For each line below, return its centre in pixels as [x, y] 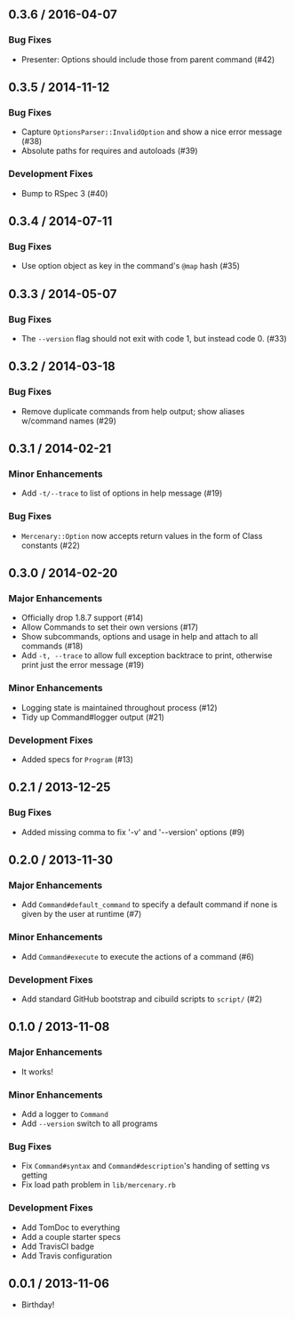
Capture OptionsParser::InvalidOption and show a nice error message [151, 132]
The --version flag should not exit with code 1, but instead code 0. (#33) [154, 339]
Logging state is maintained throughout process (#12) [120, 707]
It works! [37, 1072]
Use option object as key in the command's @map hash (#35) [131, 266]
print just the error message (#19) [82, 665]
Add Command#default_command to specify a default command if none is [149, 905]
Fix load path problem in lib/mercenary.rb [99, 1185]
